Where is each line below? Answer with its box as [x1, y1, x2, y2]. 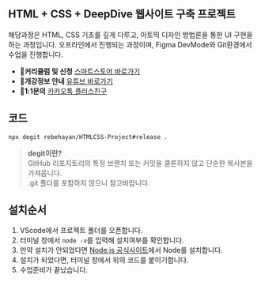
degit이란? [27, 149, 62, 158]
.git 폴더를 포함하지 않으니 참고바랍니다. [27, 178, 150, 187]
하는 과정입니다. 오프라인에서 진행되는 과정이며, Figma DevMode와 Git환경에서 [8, 39, 252, 49]
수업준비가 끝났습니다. [19, 265, 89, 275]
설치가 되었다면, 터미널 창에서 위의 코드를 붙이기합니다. [19, 255, 189, 265]
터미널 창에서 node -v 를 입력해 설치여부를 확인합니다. [19, 235, 184, 245]
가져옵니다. [27, 168, 62, 178]
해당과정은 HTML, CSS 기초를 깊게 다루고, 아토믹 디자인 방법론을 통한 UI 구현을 [8, 30, 253, 39]
